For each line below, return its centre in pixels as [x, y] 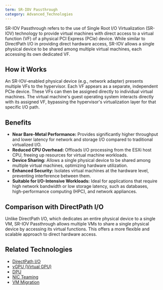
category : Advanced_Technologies [39, 14]
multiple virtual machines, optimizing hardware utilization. [70, 166]
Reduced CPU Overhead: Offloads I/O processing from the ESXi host [82, 150]
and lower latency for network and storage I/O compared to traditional [82, 139]
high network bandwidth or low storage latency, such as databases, [80, 186]
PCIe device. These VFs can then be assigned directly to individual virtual [79, 91]
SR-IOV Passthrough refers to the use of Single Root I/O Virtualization [75, 28]
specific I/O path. [22, 107]
